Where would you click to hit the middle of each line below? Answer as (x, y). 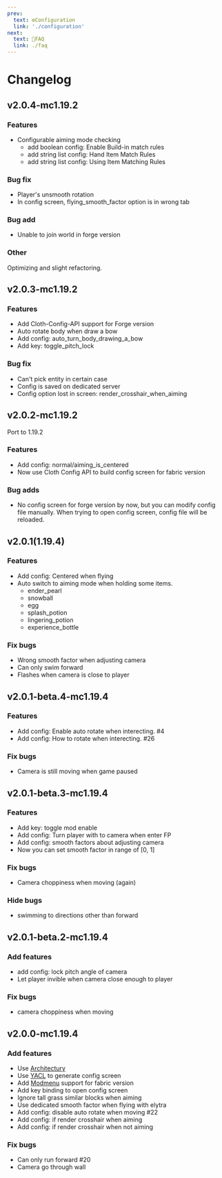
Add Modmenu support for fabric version (75, 1083)
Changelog (39, 80)
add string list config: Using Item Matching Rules (96, 161)
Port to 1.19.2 (25, 432)
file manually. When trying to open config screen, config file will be (112, 512)
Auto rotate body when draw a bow (67, 331)
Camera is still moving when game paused (77, 771)
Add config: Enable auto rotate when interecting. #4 (91, 731)
